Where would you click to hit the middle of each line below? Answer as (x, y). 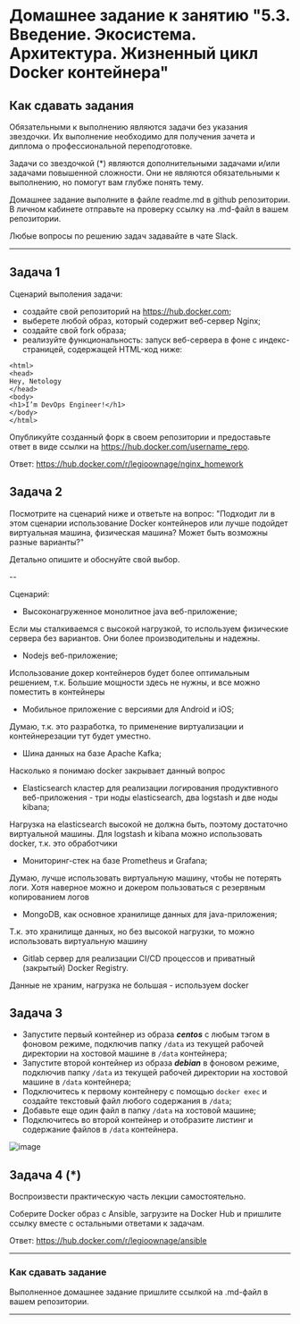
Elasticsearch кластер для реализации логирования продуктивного (150, 788)
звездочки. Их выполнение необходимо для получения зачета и (133, 136)
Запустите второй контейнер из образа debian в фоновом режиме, (150, 1063)
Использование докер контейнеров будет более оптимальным (129, 672)
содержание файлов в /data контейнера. (100, 1130)
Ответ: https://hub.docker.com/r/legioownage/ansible (108, 1241)
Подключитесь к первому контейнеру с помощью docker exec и (145, 1092)
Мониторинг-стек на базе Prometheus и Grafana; (115, 860)
